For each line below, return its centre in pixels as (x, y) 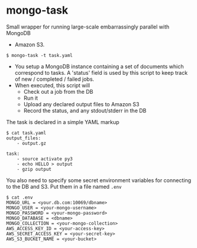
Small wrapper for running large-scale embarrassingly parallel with (88, 27)
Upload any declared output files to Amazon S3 (81, 104)
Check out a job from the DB (58, 91)
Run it (31, 98)
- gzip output (34, 169)
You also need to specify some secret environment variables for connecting (99, 180)
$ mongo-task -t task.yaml (39, 55)
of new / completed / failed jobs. (54, 79)
